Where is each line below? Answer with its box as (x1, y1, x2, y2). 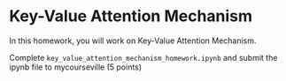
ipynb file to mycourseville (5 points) (9, 62, 143, 72)
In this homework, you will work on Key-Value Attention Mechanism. (9, 35, 257, 46)
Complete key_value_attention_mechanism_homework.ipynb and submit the (9, 52, 278, 63)
